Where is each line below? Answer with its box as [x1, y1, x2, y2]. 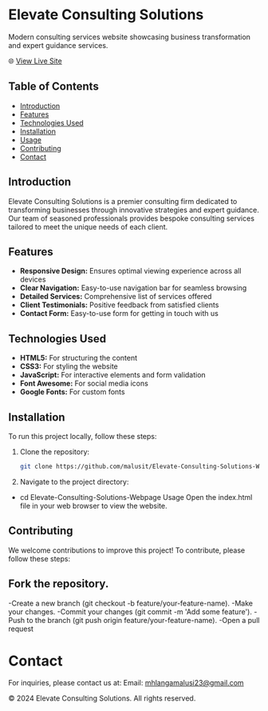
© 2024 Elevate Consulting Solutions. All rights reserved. [8, 693, 196, 703]
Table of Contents [8, 80, 100, 94]
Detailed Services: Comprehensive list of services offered [19, 292, 212, 302]
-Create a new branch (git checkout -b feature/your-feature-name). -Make [8, 598, 254, 608]
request [8, 624, 34, 633]
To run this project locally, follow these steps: [8, 432, 157, 441]
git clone [19, 462, 53, 470]
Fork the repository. [8, 577, 109, 591]
